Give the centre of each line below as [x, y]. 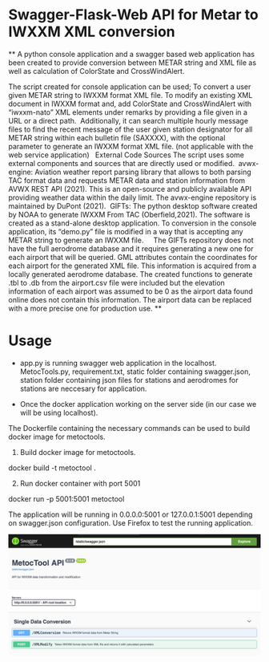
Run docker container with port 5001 [80, 483]
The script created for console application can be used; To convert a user [130, 87]
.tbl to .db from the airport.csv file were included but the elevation [117, 282]
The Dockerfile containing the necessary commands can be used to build [129, 428]
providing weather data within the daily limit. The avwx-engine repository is [132, 197]
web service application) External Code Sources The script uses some [126, 155]
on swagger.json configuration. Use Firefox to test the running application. [131, 522]
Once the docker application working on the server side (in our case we [138, 404]
